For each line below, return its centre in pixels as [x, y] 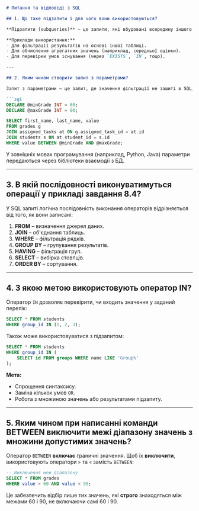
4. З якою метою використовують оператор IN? [99, 287]
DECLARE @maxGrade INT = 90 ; [42, 110]
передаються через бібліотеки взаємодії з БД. [65, 160]
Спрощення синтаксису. [45, 386]
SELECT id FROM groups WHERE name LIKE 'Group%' [78, 358]
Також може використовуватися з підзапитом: [65, 336]
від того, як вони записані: [39, 214]
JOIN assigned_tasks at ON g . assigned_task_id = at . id [75, 132]
